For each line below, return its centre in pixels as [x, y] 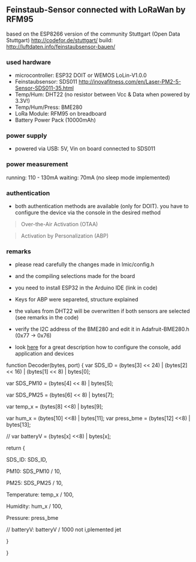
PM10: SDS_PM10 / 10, [34, 471]
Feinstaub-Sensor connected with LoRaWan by [96, 10]
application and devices [44, 354]
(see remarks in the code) [47, 318]
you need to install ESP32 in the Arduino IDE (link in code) [86, 288]
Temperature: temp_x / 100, [40, 495]
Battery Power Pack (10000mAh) [55, 120]
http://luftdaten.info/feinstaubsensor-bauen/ [61, 46]
